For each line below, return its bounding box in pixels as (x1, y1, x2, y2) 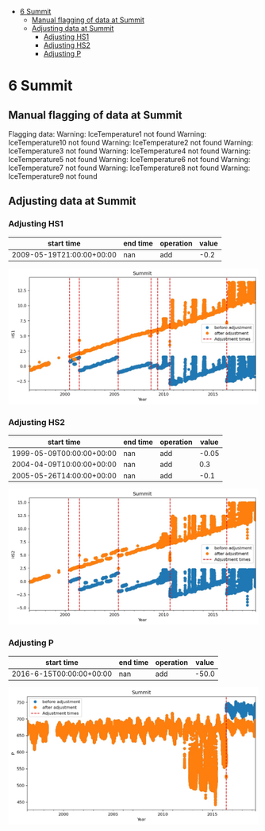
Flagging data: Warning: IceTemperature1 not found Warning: (8, 129, 207, 138)
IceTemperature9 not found (8, 172, 98, 181)
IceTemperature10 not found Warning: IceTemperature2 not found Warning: (8, 138, 254, 147)
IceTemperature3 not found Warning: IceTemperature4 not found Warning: (8, 146, 252, 156)
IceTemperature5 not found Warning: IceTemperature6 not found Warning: (8, 155, 251, 164)
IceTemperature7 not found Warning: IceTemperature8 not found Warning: (8, 163, 251, 172)
